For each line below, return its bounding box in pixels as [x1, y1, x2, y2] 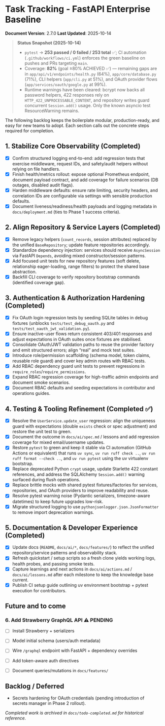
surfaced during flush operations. [12, 477, 80, 483]
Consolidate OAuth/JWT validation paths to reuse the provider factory [12, 342, 154, 347]
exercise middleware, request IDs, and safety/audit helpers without [12, 160, 148, 166]
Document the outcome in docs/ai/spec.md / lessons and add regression [12, 434, 160, 440]
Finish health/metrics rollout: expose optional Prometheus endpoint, [12, 171, 150, 177]
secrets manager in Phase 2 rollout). [12, 700, 86, 706]
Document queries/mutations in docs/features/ [12, 667, 109, 673]
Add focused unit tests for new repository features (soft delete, [12, 258, 140, 264]
